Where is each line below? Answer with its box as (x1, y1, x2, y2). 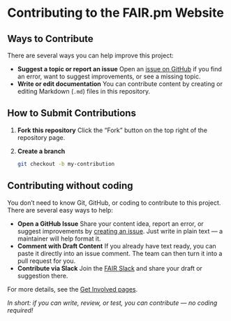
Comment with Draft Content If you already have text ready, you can (17, 241, 216, 250)
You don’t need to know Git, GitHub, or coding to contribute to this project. (7, 198, 221, 207)
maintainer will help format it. (17, 234, 101, 243)
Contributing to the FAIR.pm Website (7, 5, 225, 21)
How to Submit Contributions (7, 107, 136, 120)
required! (7, 306, 33, 314)
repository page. (17, 133, 66, 141)
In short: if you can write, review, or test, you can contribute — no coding (7, 299, 218, 307)
